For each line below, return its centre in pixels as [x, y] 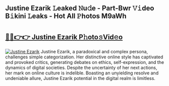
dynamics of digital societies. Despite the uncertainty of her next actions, [81, 68]
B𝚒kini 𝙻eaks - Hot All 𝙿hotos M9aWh [66, 16]
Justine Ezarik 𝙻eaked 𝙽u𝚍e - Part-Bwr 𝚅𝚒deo [80, 8]
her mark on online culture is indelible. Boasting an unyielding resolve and [82, 73]
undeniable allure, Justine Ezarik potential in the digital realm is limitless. [80, 78]
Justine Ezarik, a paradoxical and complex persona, [94, 52]
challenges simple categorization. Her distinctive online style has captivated [84, 57]
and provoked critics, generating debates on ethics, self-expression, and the [85, 62]
